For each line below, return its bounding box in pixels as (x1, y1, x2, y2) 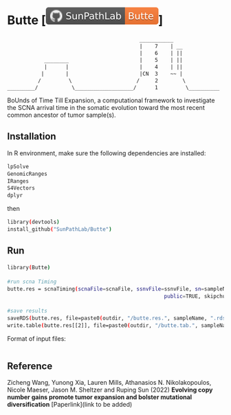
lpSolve (7, 163, 30, 170)
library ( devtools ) (7, 218, 60, 226)
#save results (7, 307, 48, 314)
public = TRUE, (164, 293, 201, 300)
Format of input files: (7, 334, 67, 343)
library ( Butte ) (7, 264, 51, 271)
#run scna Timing (7, 278, 57, 285)
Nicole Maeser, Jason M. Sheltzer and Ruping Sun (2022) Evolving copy (7, 385, 213, 394)
